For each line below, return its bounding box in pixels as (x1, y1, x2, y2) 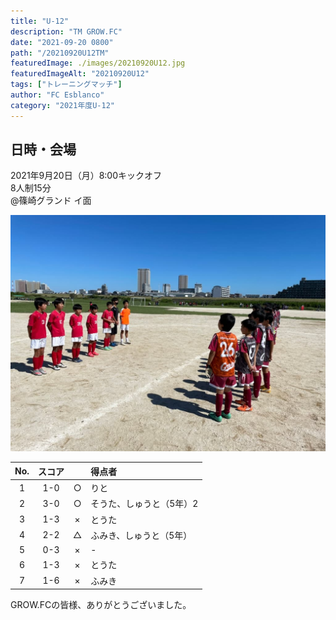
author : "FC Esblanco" (10, 90, 105, 100)
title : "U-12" (10, 16, 70, 26)
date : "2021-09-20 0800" (10, 37, 114, 47)
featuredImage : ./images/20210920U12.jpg (10, 58, 186, 69)
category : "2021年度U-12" (10, 100, 115, 110)
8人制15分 (10, 182, 52, 194)
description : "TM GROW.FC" (10, 26, 123, 37)
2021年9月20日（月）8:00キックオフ (10, 170, 163, 182)
